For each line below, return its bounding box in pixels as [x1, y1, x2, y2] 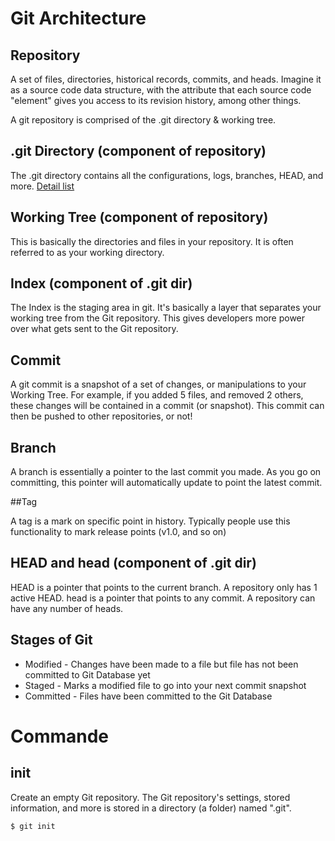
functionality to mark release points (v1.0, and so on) [10, 526, 227, 538]
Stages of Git [10, 632, 93, 649]
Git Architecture [10, 7, 147, 30]
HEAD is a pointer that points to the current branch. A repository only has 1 [10, 581, 318, 593]
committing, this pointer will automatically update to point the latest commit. [10, 477, 323, 489]
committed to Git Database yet [24, 668, 151, 681]
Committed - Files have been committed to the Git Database [24, 690, 273, 702]
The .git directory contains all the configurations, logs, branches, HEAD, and [10, 169, 324, 181]
